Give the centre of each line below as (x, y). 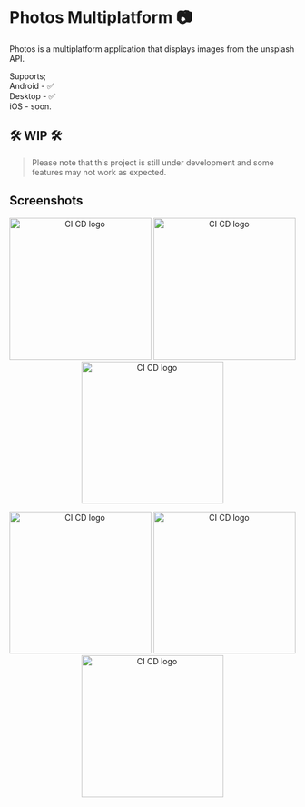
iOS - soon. (30, 106)
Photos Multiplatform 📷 (101, 18)
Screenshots (46, 201)
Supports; (28, 76)
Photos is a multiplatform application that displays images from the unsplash (152, 49)
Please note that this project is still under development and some (152, 162)
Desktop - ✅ (33, 95)
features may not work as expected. (99, 172)
